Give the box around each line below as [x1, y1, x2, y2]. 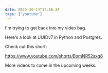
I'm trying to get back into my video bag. [5, 25, 87, 30]
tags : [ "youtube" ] [5, 12, 42, 16]
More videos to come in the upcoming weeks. [5, 62, 97, 68]
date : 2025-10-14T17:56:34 [5, 7, 60, 12]
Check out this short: [5, 44, 47, 49]
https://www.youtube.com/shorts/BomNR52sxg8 [5, 53, 103, 58]
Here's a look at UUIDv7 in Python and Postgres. [5, 34, 102, 40]
